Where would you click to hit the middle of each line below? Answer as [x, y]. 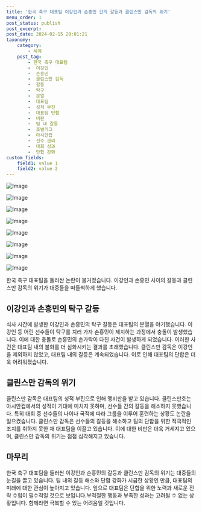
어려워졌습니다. [30, 362]
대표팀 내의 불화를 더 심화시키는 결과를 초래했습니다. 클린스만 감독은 [97, 347]
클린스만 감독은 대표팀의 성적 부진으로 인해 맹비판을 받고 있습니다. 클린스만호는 [99, 398]
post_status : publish [33, 23]
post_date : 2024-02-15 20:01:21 [47, 34]
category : [30, 46]
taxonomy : [19, 40]
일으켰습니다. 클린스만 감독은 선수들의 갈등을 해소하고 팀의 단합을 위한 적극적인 [99, 421]
